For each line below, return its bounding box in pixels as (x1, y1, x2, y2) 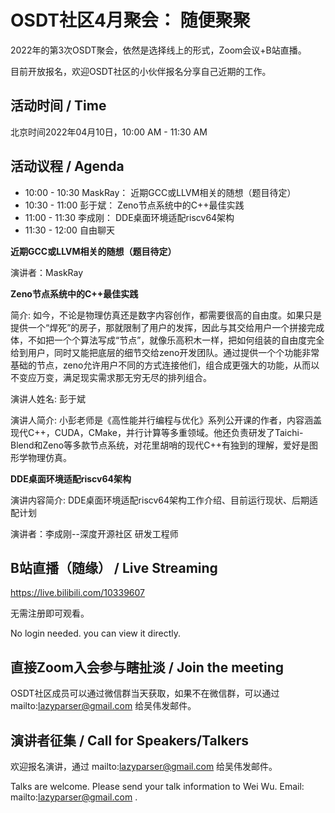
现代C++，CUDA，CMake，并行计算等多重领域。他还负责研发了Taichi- (10, 426, 304, 438)
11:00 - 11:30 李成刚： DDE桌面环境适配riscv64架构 (24, 211, 235, 223)
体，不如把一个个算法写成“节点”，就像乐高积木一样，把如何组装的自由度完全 (10, 334, 325, 346)
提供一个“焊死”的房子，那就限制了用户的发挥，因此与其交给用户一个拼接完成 (10, 321, 325, 333)
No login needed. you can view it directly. (10, 627, 182, 640)
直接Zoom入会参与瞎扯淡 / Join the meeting (10, 659, 285, 676)
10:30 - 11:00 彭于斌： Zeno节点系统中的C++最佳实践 (24, 199, 245, 211)
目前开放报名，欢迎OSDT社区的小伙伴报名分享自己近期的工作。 (10, 65, 272, 77)
